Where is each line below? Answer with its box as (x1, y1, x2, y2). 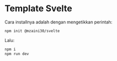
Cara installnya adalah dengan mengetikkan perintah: (4, 19, 113, 25)
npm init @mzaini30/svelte (4, 28, 60, 33)
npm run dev (4, 51, 29, 56)
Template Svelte (4, 3, 72, 14)
